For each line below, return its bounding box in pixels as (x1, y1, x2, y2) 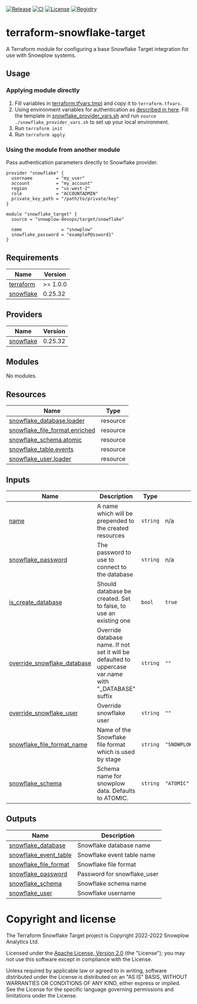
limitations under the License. (6, 992, 77, 999)
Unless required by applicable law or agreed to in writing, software (6, 967, 167, 974)
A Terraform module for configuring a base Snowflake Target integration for (6, 45, 189, 52)
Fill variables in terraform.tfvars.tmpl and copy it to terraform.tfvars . (14, 100, 182, 107)
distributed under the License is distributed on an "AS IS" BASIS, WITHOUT (6, 973, 188, 980)
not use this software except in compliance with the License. (6, 955, 152, 962)
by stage (96, 755, 121, 763)
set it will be (96, 648, 130, 656)
